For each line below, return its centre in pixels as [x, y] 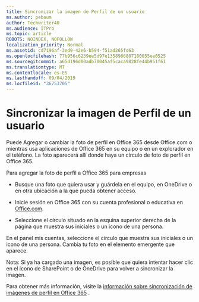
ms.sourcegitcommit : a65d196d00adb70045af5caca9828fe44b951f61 [86, 61]
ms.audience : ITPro [30, 28]
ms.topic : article [29, 34]
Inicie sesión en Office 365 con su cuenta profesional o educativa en [99, 202]
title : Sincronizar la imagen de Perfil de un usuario [75, 12]
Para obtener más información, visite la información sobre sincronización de [99, 286]
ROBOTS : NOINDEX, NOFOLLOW [40, 39]
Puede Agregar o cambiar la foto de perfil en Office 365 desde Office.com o [99, 142]
